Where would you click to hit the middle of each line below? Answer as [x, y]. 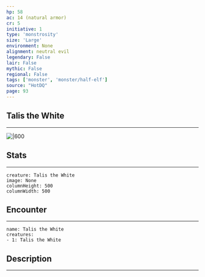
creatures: [20, 235]
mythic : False [24, 68]
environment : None [30, 46]
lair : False [21, 63]
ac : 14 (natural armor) [37, 18]
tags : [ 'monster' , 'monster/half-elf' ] [57, 80]
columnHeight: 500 [30, 186]
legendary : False [28, 57]
